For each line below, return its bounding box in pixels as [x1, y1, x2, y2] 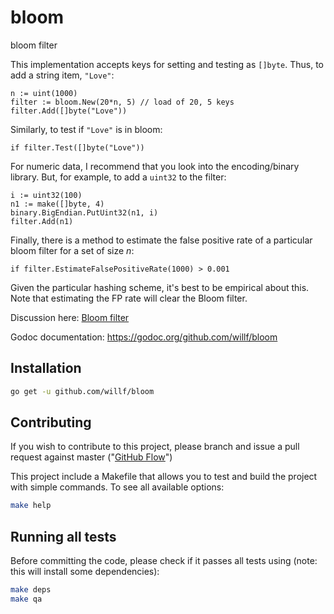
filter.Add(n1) [10, 216, 74, 226]
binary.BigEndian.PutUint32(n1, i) [10, 207, 159, 218]
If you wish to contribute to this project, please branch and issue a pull [10, 441, 300, 453]
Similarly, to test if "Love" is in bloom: [10, 123, 163, 135]
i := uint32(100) [10, 190, 83, 200]
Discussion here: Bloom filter [10, 311, 130, 323]
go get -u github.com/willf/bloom [10, 386, 155, 396]
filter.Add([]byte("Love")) [10, 106, 128, 116]
